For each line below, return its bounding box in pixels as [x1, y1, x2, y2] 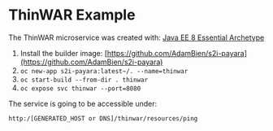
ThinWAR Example [8, 6, 136, 24]
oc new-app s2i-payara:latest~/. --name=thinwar [19, 67, 188, 75]
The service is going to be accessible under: [8, 98, 157, 108]
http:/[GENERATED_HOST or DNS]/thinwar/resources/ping [8, 114, 198, 123]
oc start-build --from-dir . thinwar [19, 76, 149, 84]
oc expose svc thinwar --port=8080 [19, 84, 141, 93]
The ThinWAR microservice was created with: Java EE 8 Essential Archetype [8, 33, 265, 42]
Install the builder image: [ [19, 48, 108, 58]
